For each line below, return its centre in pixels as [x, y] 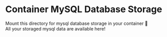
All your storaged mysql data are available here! [55, 28]
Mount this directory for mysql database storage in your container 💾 [77, 23]
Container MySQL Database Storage [84, 9]
